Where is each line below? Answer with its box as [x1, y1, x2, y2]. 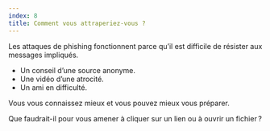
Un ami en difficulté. [19, 82, 87, 92]
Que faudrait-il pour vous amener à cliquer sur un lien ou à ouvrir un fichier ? [8, 113, 262, 123]
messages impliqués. [8, 50, 79, 59]
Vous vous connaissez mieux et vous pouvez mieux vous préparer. [8, 98, 230, 108]
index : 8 [8, 11, 38, 20]
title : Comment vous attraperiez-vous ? [8, 19, 147, 27]
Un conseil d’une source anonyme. [19, 65, 135, 75]
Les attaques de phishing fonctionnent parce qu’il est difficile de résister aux [8, 41, 263, 51]
